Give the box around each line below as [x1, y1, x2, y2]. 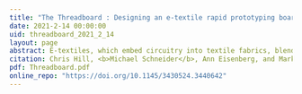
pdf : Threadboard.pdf [9, 64, 91, 73]
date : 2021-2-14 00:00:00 [9, 21, 106, 30]
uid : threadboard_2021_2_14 [9, 30, 115, 38]
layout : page [9, 38, 58, 47]
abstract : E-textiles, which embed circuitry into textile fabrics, [9, 47, 271, 56]
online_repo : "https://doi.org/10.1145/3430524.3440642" [9, 72, 227, 81]
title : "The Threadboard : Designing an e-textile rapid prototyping [9, 13, 276, 22]
